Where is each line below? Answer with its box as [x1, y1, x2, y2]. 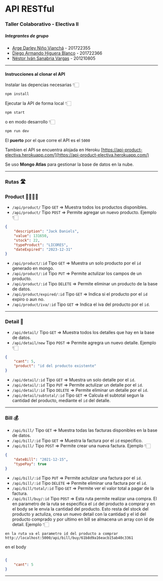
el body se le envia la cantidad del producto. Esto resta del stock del [12, 506, 149, 511]
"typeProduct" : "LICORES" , [14, 242, 68, 247]
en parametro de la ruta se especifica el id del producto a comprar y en [12, 501, 155, 507]
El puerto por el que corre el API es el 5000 [5, 137, 91, 143]
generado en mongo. [12, 265, 54, 271]
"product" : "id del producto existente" [14, 364, 97, 369]
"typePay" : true [14, 462, 47, 467]
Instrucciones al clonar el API [5, 71, 65, 77]
